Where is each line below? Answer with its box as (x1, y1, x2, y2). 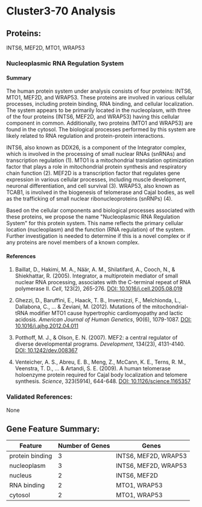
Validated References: (6, 393, 73, 401)
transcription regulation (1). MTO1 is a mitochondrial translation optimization (6, 157, 194, 164)
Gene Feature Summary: (6, 424, 100, 434)
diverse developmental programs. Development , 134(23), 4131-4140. (14, 340, 185, 347)
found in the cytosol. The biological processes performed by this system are (6, 126, 196, 133)
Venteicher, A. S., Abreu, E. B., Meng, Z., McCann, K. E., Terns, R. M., (14, 358, 186, 365)
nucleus (9, 471, 32, 480)
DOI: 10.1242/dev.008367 (14, 347, 78, 354)
